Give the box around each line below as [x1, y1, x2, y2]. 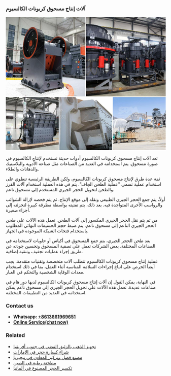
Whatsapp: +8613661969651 [13, 314, 76, 320]
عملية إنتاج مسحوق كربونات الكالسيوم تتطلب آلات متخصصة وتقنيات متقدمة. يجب [6, 258, 158, 264]
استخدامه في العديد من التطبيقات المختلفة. [6, 289, 87, 295]
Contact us [6, 302, 33, 309]
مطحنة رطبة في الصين [13, 359, 56, 365]
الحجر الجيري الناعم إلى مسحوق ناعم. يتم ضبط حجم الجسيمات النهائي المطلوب [6, 222, 156, 228]
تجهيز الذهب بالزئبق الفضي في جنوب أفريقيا [13, 343, 96, 350]
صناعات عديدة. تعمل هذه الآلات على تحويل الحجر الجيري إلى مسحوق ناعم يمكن [6, 284, 156, 290]
